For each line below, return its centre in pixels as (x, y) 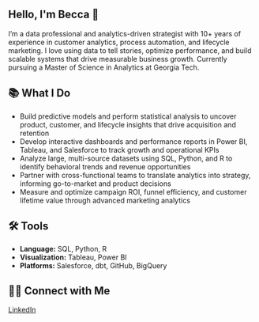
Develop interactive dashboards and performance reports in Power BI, (133, 141)
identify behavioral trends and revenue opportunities (105, 166)
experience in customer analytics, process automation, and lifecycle (119, 42)
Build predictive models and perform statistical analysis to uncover (128, 116)
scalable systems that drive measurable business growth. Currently (118, 59)
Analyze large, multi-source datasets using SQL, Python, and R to (126, 158)
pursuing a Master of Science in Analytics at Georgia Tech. (104, 67)
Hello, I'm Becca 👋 (54, 15)
